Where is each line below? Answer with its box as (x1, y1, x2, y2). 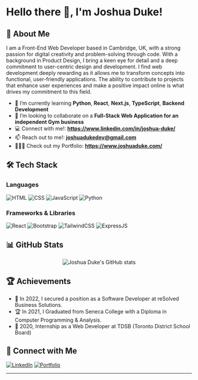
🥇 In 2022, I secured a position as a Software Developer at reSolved (14, 295, 180, 302)
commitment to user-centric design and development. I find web (6, 63, 163, 70)
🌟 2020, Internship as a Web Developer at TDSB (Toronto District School (14, 322, 190, 329)
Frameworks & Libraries (6, 209, 75, 217)
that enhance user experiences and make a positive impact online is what (6, 82, 184, 89)
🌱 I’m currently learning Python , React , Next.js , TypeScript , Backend (14, 100, 184, 107)
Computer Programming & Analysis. (14, 316, 102, 323)
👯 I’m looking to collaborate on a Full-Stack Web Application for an (14, 112, 179, 119)
